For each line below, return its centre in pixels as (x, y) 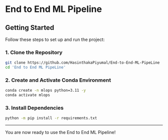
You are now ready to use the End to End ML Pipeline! (60, 133)
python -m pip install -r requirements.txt (51, 118)
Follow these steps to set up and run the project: (55, 39)
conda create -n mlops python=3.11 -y (45, 91)
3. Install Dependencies (34, 108)
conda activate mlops (28, 95)
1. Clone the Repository (34, 52)
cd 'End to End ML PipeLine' (35, 68)
